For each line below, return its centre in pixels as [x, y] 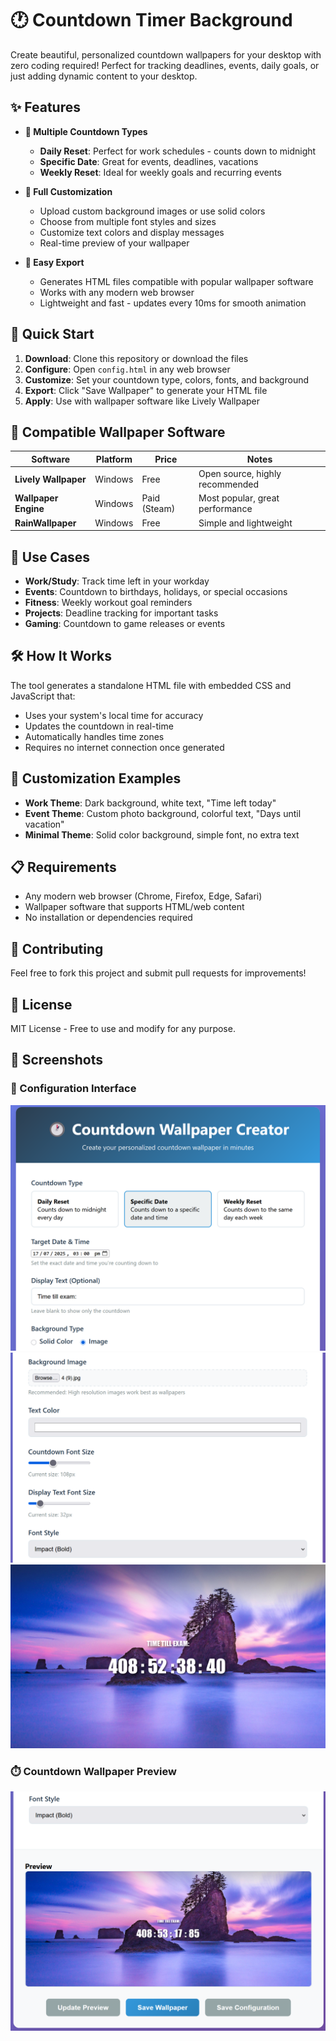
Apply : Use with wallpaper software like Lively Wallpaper [142, 401]
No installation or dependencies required [108, 918]
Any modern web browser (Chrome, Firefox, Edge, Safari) [143, 896]
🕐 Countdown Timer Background [151, 20]
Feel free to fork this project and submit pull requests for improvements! [158, 973]
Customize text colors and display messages [132, 232]
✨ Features [45, 107]
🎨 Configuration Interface [73, 1089]
